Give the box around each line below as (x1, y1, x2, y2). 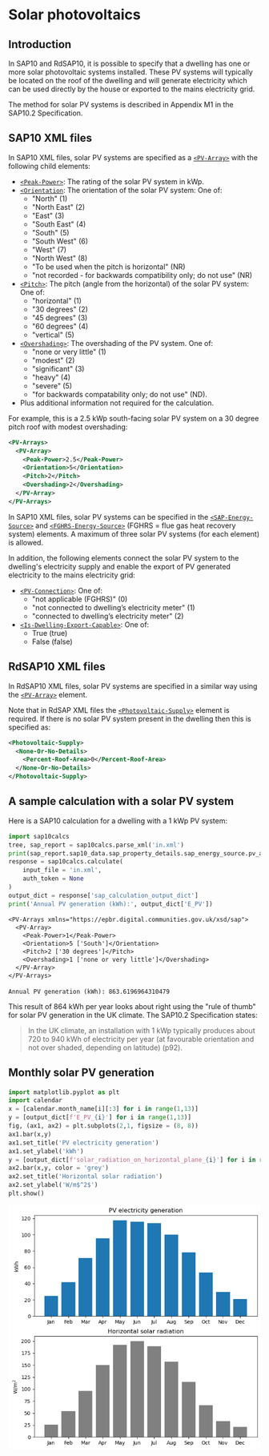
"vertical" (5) (31, 330, 74, 340)
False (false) (31, 637, 74, 646)
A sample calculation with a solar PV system (8, 794, 235, 808)
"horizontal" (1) (31, 296, 82, 305)
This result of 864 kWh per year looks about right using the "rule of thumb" (8, 1001, 256, 1011)
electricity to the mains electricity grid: (8, 570, 136, 580)
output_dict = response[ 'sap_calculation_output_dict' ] (8, 891, 199, 899)
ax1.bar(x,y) (8, 1130, 52, 1138)
